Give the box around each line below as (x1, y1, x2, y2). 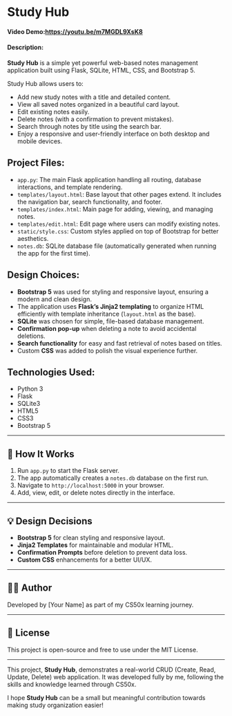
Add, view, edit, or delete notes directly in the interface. (17, 489, 175, 497)
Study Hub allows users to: (7, 79, 84, 87)
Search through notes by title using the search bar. (17, 122, 162, 130)
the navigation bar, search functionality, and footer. (17, 197, 163, 206)
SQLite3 (17, 400, 41, 408)
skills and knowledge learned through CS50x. (7, 680, 137, 688)
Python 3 (17, 385, 43, 393)
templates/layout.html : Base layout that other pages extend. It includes (17, 190, 222, 198)
